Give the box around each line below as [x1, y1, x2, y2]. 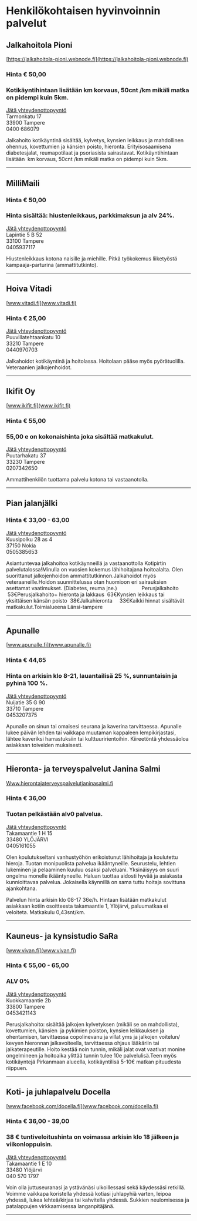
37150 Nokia [6, 542, 36, 549]
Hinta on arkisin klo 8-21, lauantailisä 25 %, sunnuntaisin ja [6, 672, 178, 680]
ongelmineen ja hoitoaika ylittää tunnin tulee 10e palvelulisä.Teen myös [6, 1052, 177, 1059]
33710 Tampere [6, 705, 44, 712]
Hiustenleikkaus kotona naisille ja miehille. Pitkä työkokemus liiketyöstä [6, 255, 178, 262]
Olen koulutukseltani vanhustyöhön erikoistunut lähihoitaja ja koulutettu [6, 854, 178, 861]
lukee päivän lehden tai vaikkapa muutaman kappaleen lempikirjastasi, [6, 729, 176, 736]
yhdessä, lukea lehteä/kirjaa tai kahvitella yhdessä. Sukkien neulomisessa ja [6, 1196, 189, 1203]
